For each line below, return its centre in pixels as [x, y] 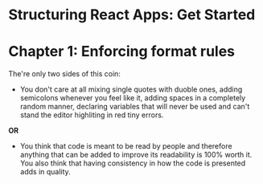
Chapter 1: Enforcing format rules [122, 52]
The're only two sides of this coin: [64, 74]
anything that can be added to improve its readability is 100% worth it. [136, 155]
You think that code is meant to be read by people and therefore [126, 146]
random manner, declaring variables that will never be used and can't [135, 107]
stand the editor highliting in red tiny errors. [92, 115]
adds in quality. [45, 172]
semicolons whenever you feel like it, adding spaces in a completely [133, 98]
